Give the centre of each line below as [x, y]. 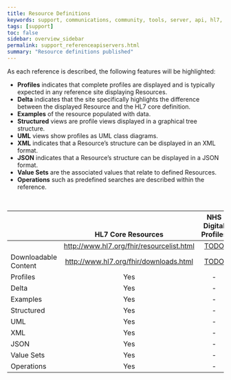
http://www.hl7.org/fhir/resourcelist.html [129, 246]
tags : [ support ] [30, 26]
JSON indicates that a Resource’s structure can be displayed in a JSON [118, 157]
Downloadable [34, 257]
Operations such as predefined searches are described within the [111, 179]
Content [23, 265]
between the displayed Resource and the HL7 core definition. [104, 107]
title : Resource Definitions [49, 13]
